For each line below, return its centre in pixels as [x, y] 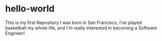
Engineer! [15, 33]
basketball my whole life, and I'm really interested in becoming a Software [81, 27]
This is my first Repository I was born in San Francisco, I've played [73, 22]
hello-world [30, 9]
